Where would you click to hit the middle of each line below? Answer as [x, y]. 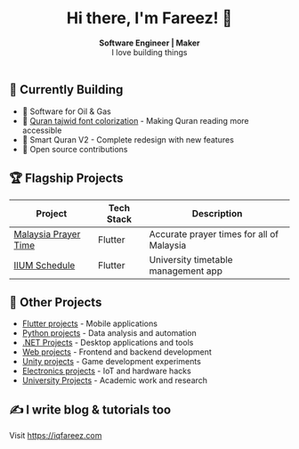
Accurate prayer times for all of [214, 233]
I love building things [149, 52]
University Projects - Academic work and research [114, 380]
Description [217, 213]
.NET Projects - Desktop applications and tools [108, 343]
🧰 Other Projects [56, 302]
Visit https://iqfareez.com [56, 436]
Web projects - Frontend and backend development [117, 352]
